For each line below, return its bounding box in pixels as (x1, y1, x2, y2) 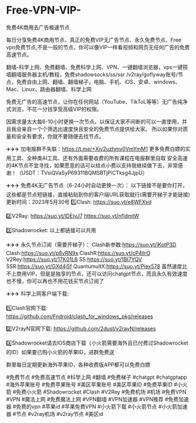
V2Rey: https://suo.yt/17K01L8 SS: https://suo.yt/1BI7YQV (6, 256, 142, 263)
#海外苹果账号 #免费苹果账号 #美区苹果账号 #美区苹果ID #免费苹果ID (6, 381, 172, 388)
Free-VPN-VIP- (6, 4, 81, 17)
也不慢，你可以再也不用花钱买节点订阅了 (6, 277, 104, 285)
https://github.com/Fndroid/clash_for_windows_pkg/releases (6, 313, 154, 320)
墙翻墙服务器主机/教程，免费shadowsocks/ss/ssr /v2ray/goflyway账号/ (6, 71, 178, 78)
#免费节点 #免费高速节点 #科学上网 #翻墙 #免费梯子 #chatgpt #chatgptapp (6, 374, 187, 381)
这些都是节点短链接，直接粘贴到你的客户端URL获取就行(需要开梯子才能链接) (6, 191, 190, 198)
